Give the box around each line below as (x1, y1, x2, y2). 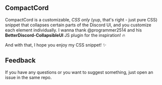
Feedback (5, 56, 36, 65)
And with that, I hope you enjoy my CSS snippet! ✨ (5, 42, 107, 48)
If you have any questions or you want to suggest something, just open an (5, 69, 153, 75)
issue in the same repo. (5, 74, 52, 80)
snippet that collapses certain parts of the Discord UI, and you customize (5, 22, 152, 28)
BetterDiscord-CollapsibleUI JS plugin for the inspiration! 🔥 (5, 32, 126, 38)
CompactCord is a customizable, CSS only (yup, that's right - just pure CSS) (5, 17, 158, 22)
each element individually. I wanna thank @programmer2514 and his (5, 27, 142, 33)
